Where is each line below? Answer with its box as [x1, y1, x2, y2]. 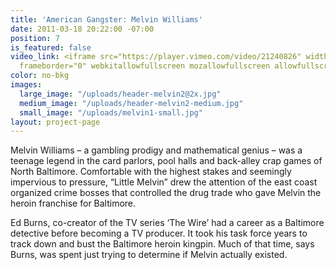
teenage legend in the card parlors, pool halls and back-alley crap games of [10, 155, 323, 167]
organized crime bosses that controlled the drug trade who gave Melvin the [10, 187, 322, 199]
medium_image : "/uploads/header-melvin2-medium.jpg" [19, 98, 244, 108]
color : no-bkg [10, 71, 70, 81]
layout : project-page [10, 117, 101, 127]
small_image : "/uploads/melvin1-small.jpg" [19, 107, 203, 118]
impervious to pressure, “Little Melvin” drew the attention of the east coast [10, 176, 318, 188]
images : [10, 80, 43, 90]
